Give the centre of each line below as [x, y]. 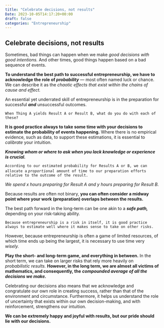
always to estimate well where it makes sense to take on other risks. [79, 227]
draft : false [18, 19]
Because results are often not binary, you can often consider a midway [77, 194]
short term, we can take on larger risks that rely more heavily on [69, 261]
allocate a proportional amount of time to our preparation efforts [76, 171]
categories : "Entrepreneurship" [38, 23]
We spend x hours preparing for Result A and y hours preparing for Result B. [82, 184]
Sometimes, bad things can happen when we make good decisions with [77, 55]
